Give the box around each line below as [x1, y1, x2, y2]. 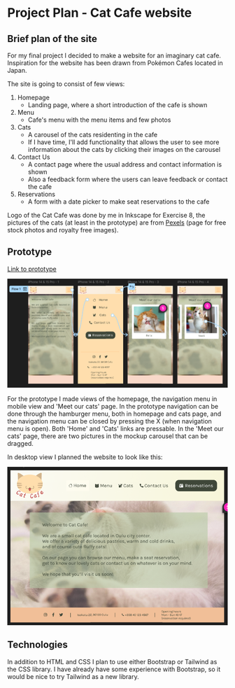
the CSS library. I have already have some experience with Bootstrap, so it [7, 665, 221, 673]
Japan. [7, 66, 27, 74]
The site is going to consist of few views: [7, 80, 125, 88]
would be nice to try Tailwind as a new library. [7, 672, 139, 680]
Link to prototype [7, 265, 57, 273]
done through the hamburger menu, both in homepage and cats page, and [7, 409, 222, 418]
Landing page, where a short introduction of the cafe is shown [27, 101, 208, 109]
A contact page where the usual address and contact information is [27, 160, 222, 169]
